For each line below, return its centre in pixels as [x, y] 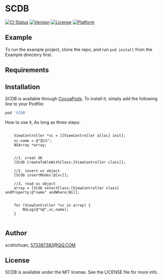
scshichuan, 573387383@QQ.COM [40, 245]
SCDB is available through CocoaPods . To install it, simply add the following [81, 98]
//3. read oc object [35, 184]
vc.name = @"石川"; [33, 140]
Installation [23, 87]
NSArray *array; [31, 145]
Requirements [27, 70]
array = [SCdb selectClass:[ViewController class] [67, 188]
